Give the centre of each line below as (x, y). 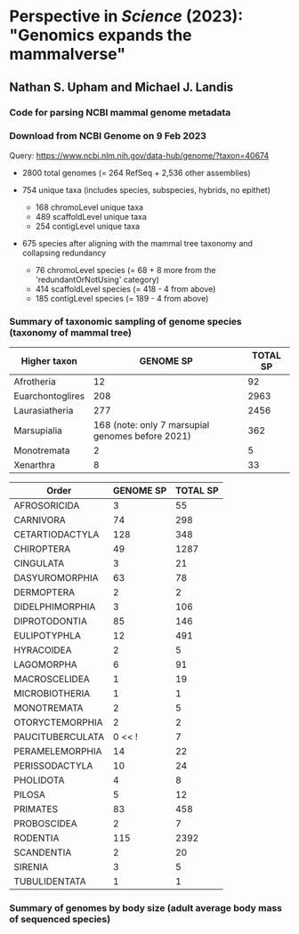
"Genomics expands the (101, 35)
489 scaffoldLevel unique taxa (91, 216)
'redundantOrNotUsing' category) (97, 279)
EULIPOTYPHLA (48, 636)
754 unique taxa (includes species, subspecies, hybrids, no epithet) (146, 189)
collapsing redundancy (64, 253)
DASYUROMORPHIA (57, 578)
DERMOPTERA (44, 592)
